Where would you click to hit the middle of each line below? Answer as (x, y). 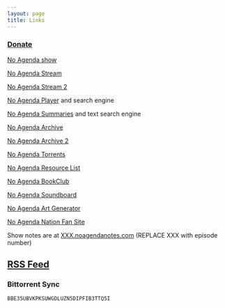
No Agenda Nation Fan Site (46, 222)
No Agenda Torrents (37, 154)
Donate (20, 45)
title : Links (26, 20)
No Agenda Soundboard (42, 194)
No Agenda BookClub (38, 181)
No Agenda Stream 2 (37, 86)
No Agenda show (32, 59)
